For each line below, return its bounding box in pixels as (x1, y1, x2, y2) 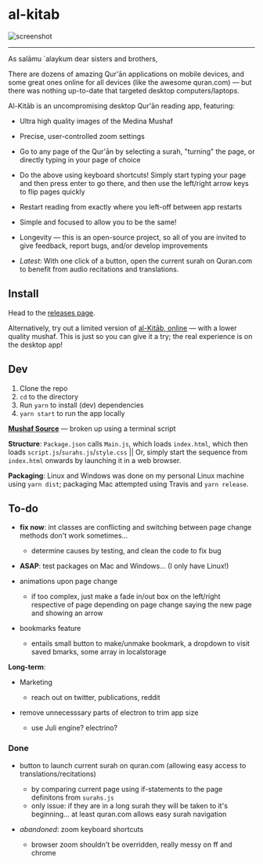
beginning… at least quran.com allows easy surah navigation (31, 809, 227, 818)
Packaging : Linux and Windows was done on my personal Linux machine (8, 471, 245, 480)
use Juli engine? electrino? (31, 724, 118, 733)
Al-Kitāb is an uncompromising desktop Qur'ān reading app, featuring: (8, 100, 235, 111)
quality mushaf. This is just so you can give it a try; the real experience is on (8, 331, 253, 341)
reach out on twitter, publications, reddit (31, 693, 160, 702)
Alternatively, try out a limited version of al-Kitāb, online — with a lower (8, 323, 237, 333)
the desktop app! (8, 340, 63, 349)
